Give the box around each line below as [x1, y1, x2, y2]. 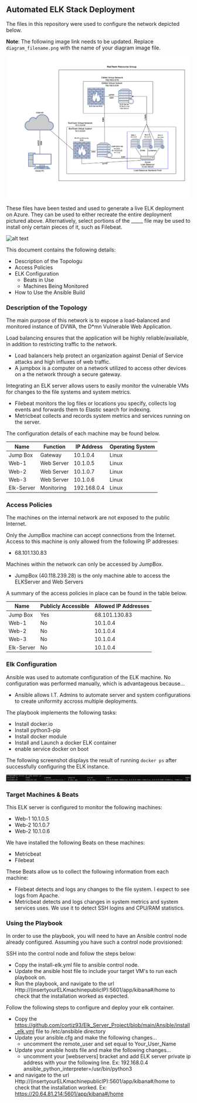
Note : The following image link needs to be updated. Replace [6, 38, 154, 45]
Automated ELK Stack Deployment [6, 5, 135, 15]
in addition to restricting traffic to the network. [6, 341, 117, 348]
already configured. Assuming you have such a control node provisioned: [6, 938, 183, 946]
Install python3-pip [14, 726, 60, 733]
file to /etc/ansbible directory [35, 1028, 106, 1035]
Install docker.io [14, 720, 53, 727]
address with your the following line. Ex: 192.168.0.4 [23, 1059, 148, 1066]
